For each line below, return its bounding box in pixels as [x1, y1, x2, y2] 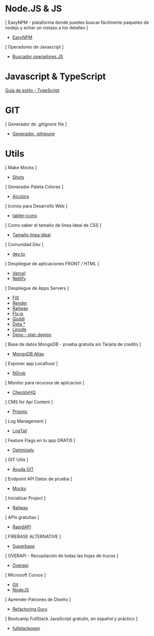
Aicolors [12, 193, 30, 199]
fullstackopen [12, 625, 40, 631]
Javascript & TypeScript [5, 71, 106, 82]
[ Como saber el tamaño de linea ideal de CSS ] [5, 222, 102, 228]
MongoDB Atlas [12, 351, 44, 357]
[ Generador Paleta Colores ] [5, 184, 64, 190]
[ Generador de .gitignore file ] [5, 121, 67, 127]
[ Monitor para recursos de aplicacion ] [5, 380, 85, 385]
